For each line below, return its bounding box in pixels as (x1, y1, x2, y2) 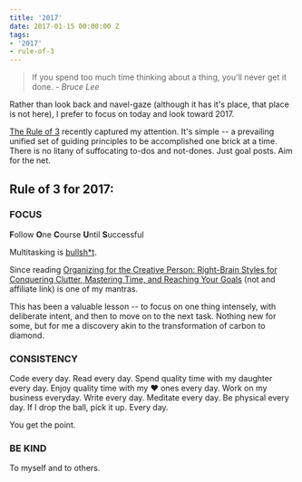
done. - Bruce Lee (31, 82, 100, 92)
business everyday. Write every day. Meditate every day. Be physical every (9, 392, 290, 403)
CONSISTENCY (9, 352, 79, 365)
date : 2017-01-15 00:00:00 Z (9, 22, 120, 31)
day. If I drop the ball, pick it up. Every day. (9, 402, 170, 413)
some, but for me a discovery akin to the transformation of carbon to (9, 320, 266, 331)
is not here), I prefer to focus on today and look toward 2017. (9, 109, 235, 120)
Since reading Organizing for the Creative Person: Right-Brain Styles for (9, 264, 278, 275)
